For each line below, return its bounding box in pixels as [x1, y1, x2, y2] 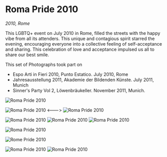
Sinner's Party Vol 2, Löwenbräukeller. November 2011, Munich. [12, 87, 146, 93]
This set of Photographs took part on [5, 61, 83, 67]
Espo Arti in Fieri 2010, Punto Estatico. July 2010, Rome [12, 71, 128, 77]
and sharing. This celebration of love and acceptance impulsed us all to [5, 46, 155, 52]
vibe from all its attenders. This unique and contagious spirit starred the [5, 35, 155, 42]
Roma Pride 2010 [5, 4, 79, 15]
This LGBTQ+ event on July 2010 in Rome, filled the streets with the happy [5, 30, 161, 36]
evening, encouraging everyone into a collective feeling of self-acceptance [5, 41, 162, 47]
